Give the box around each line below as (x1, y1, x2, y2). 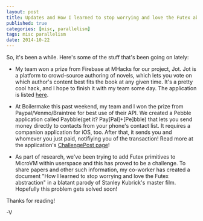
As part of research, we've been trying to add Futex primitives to (14, 153, 176, 160)
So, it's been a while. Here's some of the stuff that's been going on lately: (6, 54, 189, 61)
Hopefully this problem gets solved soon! (14, 185, 118, 193)
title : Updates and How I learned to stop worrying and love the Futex (6, 15, 190, 21)
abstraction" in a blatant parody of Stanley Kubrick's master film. (14, 179, 176, 186)
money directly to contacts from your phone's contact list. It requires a (14, 122, 191, 129)
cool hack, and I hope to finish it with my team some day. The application (14, 85, 197, 91)
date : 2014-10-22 (6, 37, 50, 43)
